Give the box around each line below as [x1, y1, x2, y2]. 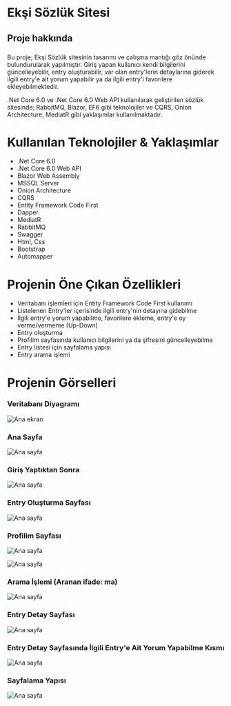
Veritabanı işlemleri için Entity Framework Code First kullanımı [17, 299, 193, 307]
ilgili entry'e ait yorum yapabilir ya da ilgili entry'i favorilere [7, 74, 173, 83]
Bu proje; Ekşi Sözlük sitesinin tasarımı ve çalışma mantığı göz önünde [7, 53, 206, 61]
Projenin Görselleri [7, 374, 117, 390]
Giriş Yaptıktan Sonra [7, 465, 80, 475]
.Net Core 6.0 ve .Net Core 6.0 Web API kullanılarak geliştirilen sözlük [7, 95, 204, 104]
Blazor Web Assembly [17, 172, 80, 180]
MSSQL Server [17, 179, 60, 188]
